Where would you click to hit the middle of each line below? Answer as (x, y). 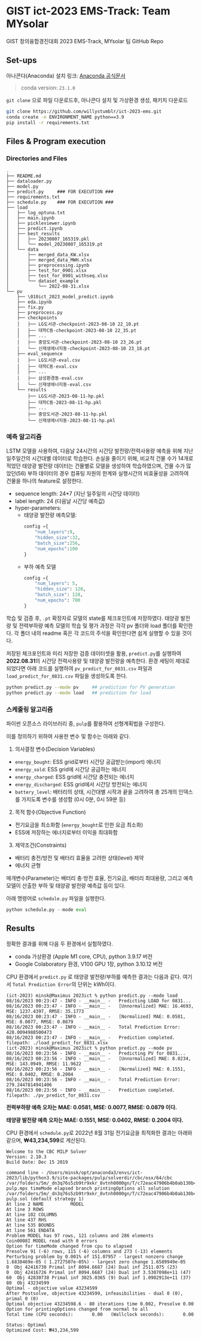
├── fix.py (31, 307)
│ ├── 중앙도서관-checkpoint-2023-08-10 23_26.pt (80, 342)
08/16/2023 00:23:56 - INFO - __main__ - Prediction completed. (91, 1090)
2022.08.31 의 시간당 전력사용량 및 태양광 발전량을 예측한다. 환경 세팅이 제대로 (98, 661)
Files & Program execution (56, 141)
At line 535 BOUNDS (31, 1225)
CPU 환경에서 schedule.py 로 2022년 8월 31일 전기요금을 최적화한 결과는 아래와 (99, 1133)
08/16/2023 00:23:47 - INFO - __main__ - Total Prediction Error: (93, 1027)
